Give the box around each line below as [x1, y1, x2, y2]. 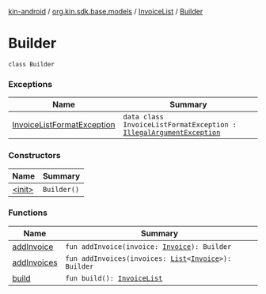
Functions [8, 207, 47, 218]
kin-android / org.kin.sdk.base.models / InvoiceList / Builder [8, 7, 203, 16]
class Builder [8, 60, 55, 68]
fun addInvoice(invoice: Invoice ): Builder [65, 242, 232, 251]
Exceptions [8, 78, 53, 89]
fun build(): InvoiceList [65, 273, 163, 283]
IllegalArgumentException [123, 128, 221, 138]
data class [123, 112, 164, 122]
